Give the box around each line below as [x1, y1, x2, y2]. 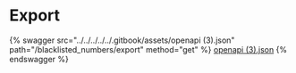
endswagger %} [9, 53, 69, 64]
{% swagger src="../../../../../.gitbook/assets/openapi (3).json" [9, 35, 235, 45]
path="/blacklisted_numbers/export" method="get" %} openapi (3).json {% [9, 44, 288, 54]
